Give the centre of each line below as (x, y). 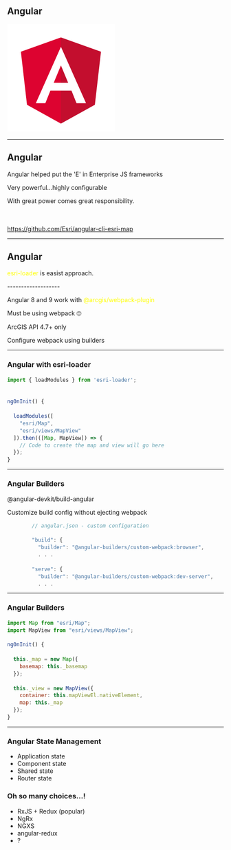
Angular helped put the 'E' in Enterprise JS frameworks (85, 174)
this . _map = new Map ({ (46, 659)
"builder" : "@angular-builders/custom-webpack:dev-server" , (125, 576)
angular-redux (37, 833)
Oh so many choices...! (46, 796)
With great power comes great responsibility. (71, 201)
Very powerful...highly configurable (57, 187)
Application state (41, 756)
